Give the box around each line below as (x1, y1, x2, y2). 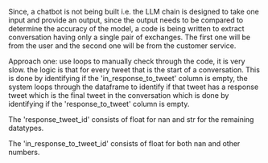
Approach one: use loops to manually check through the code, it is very (8, 56, 245, 66)
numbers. (8, 148, 40, 157)
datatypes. (8, 124, 44, 132)
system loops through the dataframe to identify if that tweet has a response (8, 82, 259, 92)
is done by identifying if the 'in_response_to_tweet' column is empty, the (8, 74, 248, 83)
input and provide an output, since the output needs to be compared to (8, 15, 244, 25)
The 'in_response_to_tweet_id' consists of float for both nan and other (8, 139, 241, 148)
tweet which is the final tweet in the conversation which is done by (8, 91, 229, 100)
